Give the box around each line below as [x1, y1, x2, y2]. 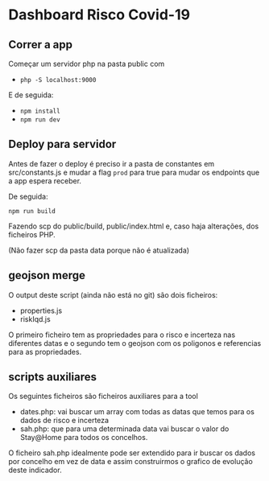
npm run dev [19, 116, 60, 124]
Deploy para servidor [8, 138, 117, 151]
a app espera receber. [8, 175, 82, 186]
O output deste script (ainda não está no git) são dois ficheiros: [8, 290, 218, 299]
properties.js [19, 306, 63, 315]
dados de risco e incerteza [19, 416, 110, 425]
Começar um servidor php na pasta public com [8, 59, 165, 68]
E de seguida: [8, 90, 54, 100]
